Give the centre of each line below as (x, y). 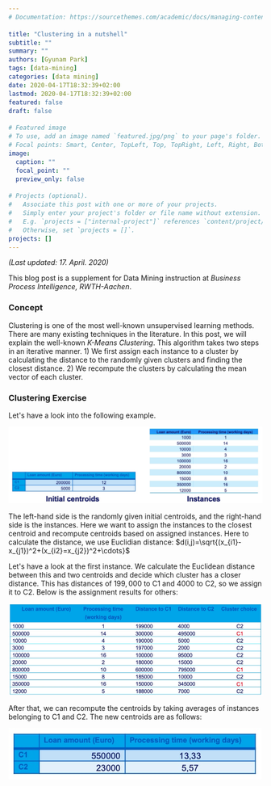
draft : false (30, 111)
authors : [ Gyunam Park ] (48, 60)
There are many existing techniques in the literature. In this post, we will (128, 334)
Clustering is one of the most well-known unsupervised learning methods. (131, 325)
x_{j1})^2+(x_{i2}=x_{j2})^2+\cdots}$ (69, 551)
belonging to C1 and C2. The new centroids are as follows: (105, 717)
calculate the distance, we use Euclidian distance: (91, 542)
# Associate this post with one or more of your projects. (113, 205)
